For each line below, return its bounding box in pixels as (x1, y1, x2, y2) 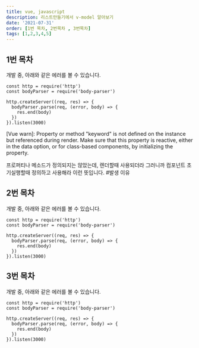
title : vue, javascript (6, 8, 65, 15)
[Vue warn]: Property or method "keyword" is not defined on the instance (6, 130, 186, 137)
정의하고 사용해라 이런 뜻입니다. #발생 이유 (31, 169, 130, 176)
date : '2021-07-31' (6, 20, 55, 26)
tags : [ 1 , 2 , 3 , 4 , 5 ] (6, 31, 52, 37)
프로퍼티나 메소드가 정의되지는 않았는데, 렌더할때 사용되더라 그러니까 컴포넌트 (6, 161, 186, 169)
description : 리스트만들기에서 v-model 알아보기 (6, 14, 114, 20)
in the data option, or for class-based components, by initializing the (6, 142, 173, 150)
